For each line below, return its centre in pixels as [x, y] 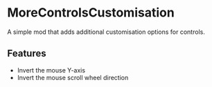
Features [27, 54]
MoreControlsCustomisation [91, 13]
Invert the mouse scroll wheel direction [73, 77]
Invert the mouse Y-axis [51, 70]
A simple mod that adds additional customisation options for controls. [106, 32]
